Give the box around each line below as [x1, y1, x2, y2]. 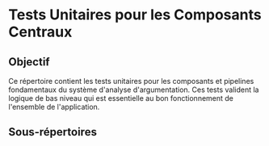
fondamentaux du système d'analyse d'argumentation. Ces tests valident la [8, 85, 259, 94]
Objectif [8, 55, 50, 69]
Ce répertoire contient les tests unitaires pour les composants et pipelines [8, 77, 254, 86]
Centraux [8, 23, 73, 41]
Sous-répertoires [8, 125, 97, 139]
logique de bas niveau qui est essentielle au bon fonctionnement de [8, 94, 234, 102]
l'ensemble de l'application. [8, 102, 100, 111]
